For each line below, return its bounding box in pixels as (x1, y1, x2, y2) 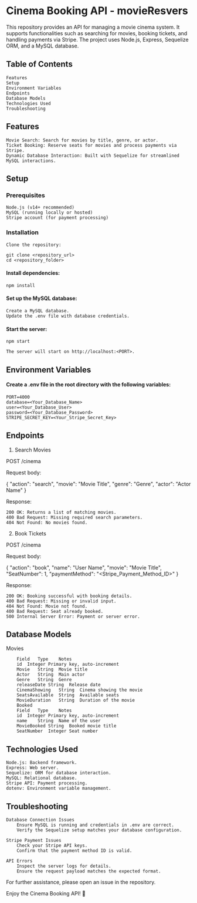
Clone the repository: (6, 242, 62, 248)
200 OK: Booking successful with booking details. (6, 593, 133, 599)
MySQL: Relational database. (6, 775, 77, 781)
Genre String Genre (16, 677, 72, 683)
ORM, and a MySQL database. (6, 42, 79, 49)
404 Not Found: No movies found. (6, 520, 88, 525)
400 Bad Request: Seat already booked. (6, 608, 104, 614)
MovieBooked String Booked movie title (16, 723, 117, 729)
